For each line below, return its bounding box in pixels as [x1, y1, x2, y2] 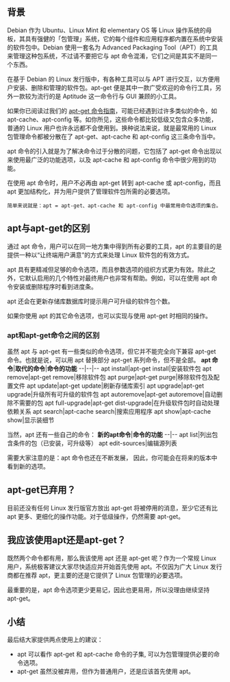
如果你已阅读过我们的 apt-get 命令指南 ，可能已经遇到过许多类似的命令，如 [7, 106, 218, 115]
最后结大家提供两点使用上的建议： [7, 635, 103, 644]
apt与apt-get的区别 [7, 222, 90, 235]
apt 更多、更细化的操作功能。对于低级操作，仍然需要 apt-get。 [7, 512, 185, 520]
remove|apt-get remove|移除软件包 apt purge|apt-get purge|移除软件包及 [7, 373, 214, 381]
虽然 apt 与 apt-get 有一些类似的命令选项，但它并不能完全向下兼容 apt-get [7, 347, 216, 355]
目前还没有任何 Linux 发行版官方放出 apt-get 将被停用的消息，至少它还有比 [7, 504, 218, 512]
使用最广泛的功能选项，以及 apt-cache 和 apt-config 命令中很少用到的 [12, 155, 211, 163]
